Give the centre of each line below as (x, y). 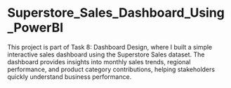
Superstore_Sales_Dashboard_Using (116, 13)
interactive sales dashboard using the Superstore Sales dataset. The (106, 54)
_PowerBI (35, 28)
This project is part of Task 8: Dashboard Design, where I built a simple (110, 47)
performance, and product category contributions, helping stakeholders (111, 69)
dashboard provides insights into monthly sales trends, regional (99, 61)
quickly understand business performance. (70, 76)
